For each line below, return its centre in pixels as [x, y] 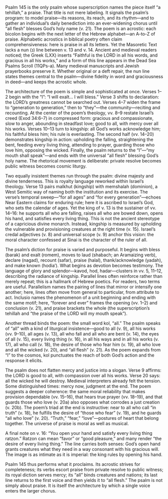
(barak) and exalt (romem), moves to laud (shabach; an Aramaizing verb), [81, 255]
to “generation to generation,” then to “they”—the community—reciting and [83, 108]
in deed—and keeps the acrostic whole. [46, 82]
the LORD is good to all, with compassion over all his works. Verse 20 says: [83, 375]
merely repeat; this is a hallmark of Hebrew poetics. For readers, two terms [83, 281]
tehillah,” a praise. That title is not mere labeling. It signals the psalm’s [77, 13]
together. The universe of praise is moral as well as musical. [67, 424]
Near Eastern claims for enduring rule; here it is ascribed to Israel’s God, [80, 202]
